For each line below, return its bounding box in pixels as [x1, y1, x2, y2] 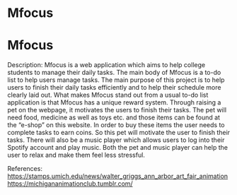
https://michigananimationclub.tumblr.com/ [7, 179, 133, 188]
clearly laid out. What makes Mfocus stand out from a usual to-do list [7, 90, 209, 100]
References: [7, 165, 42, 173]
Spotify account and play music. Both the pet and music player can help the [7, 143, 229, 152]
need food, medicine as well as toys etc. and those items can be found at [7, 113, 221, 122]
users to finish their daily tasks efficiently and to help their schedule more [7, 83, 221, 92]
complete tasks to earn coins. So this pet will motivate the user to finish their [7, 129, 231, 137]
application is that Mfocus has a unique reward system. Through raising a [7, 98, 221, 107]
